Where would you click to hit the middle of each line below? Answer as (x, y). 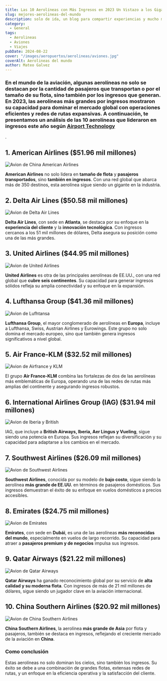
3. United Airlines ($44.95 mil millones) (67, 253)
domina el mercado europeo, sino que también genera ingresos (70, 333)
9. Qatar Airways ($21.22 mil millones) (65, 559)
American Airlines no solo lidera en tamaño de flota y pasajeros (72, 174)
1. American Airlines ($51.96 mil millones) (71, 152)
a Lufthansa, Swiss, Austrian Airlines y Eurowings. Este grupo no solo (76, 328)
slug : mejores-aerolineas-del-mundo (43, 14)
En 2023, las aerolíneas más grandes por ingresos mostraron (80, 101)
